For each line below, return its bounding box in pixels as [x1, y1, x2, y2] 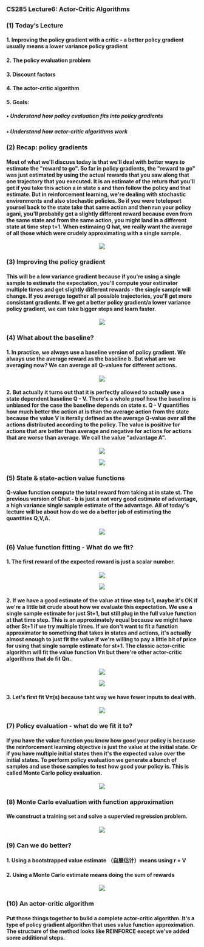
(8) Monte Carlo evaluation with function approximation [6, 797, 174, 806]
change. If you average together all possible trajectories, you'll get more [6, 292, 192, 300]
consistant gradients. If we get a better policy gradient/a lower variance [6, 298, 191, 306]
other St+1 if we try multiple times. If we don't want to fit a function [6, 622, 178, 630]
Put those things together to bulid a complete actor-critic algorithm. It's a [6, 914, 195, 921]
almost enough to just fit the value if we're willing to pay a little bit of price [6, 635, 197, 642]
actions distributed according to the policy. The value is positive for [6, 421, 180, 428]
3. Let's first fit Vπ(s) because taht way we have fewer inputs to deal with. [6, 693, 197, 700]
